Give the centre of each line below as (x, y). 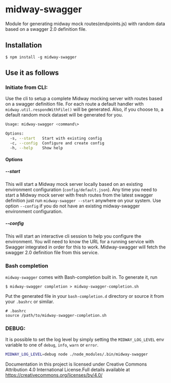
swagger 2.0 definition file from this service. (52, 253)
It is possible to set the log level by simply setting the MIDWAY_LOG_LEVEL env (85, 339)
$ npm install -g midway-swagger (41, 57)
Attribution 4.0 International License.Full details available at (68, 369)
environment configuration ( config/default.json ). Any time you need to (81, 190)
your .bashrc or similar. (30, 301)
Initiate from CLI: (26, 87)
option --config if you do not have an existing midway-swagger (73, 206)
